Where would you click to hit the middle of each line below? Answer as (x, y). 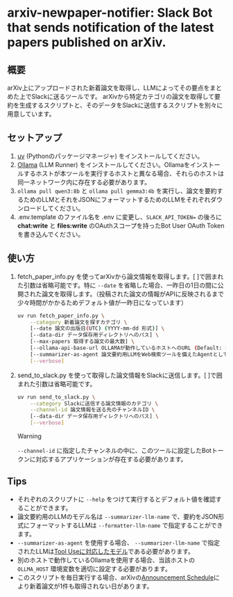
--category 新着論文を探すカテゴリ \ (79, 322)
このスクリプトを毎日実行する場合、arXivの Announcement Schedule (115, 577)
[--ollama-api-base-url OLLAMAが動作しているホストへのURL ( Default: (126, 348)
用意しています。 (31, 114)
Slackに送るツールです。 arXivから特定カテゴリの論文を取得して (123, 96)
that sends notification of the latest (111, 27)
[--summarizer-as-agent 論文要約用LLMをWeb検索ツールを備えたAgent (122, 354)
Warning (29, 436)
